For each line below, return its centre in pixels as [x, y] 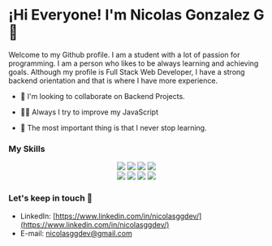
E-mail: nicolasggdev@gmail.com [76, 233]
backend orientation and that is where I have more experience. [113, 80]
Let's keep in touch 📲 [51, 198]
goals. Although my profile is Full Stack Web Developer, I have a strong [127, 71]
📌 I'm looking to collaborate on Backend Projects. [102, 96]
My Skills [27, 149]
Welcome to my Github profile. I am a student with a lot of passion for [124, 54]
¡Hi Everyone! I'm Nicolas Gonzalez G [136, 15]
